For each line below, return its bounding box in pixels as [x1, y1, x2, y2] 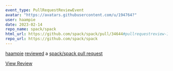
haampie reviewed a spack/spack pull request [5, 50, 103, 57]
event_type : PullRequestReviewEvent [5, 7, 84, 13]
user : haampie [5, 17, 36, 22]
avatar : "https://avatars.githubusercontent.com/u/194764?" [5, 12, 137, 17]
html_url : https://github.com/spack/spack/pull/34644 [5, 31, 124, 37]
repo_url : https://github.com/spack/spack [5, 37, 98, 42]
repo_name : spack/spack [5, 27, 57, 32]
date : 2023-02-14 [5, 22, 43, 27]
